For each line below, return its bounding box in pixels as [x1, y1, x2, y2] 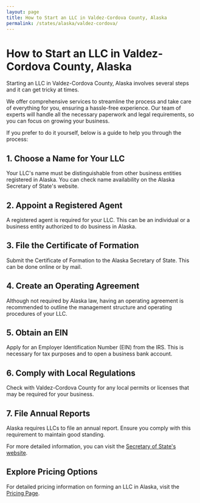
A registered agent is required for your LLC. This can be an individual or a [6, 216, 190, 223]
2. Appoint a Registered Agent [6, 200, 123, 210]
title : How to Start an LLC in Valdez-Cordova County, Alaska [6, 15, 167, 21]
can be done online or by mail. [6, 263, 82, 270]
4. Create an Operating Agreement [6, 281, 140, 291]
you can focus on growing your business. [6, 117, 110, 125]
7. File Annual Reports [6, 408, 91, 418]
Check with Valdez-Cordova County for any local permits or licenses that [6, 384, 190, 391]
